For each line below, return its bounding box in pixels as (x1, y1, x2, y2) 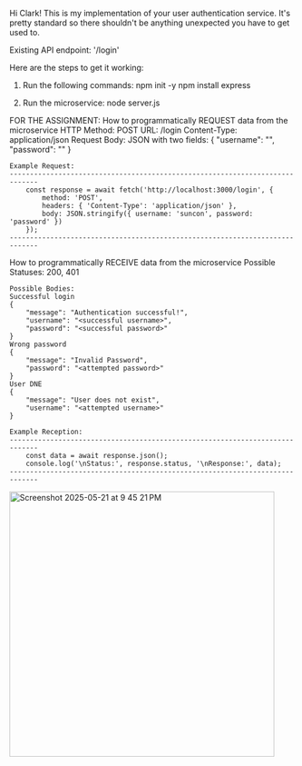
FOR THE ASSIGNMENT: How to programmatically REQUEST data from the (9, 115, 288, 125)
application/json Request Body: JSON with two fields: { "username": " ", (9, 134, 275, 144)
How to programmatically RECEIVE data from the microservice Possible (9, 257, 276, 267)
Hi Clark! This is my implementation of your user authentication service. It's (9, 8, 291, 18)
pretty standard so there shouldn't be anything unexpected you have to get (9, 17, 290, 28)
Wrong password (9, 340, 67, 349)
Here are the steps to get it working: (9, 63, 144, 73)
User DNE (9, 380, 43, 389)
